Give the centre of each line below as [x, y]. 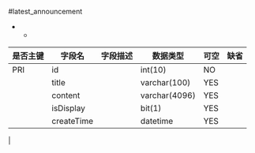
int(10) [154, 70]
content [66, 95]
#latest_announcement [45, 11]
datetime [157, 121]
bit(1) [151, 108]
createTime [73, 121]
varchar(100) [166, 82]
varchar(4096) [168, 95]
